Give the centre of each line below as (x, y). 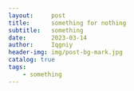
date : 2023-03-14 (48, 38)
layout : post (37, 15)
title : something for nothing (67, 23)
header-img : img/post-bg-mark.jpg (66, 52)
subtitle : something (46, 30)
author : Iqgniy (41, 45)
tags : (17, 67)
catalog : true (32, 60)
